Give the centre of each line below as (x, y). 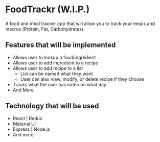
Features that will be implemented (61, 45)
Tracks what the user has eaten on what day (59, 84)
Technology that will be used (52, 106)
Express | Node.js (31, 129)
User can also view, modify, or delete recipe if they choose (82, 79)
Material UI (24, 124)
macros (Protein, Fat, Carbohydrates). (45, 29)
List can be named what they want (56, 74)
